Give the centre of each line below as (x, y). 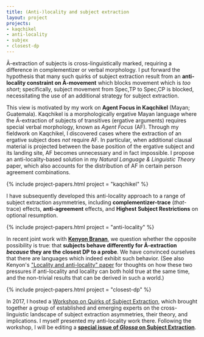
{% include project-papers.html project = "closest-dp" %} (79, 289)
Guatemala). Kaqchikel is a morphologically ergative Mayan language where (101, 114)
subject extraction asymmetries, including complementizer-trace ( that (95, 202)
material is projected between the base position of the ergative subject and (100, 146)
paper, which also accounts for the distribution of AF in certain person (94, 166)
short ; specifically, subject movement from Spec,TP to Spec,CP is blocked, (100, 89)
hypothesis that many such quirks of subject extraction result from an (93, 76)
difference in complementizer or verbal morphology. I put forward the (93, 69)
